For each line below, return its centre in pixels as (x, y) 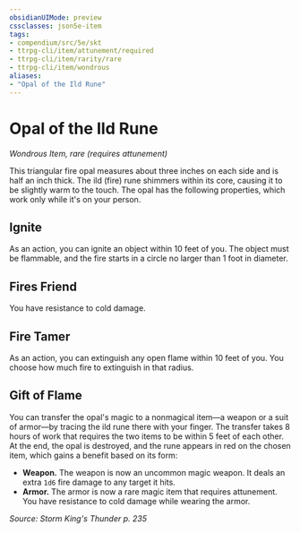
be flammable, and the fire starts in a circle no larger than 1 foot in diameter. (149, 258)
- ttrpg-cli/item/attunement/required (81, 51)
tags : (19, 34)
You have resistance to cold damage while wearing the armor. (136, 501)
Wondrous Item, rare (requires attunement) (89, 153)
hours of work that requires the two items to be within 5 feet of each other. (147, 436)
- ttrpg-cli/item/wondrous (60, 68)
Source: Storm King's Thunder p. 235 (78, 518)
